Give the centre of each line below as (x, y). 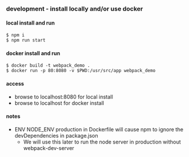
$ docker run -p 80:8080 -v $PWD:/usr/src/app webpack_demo (81, 71)
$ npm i (16, 35)
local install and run (30, 23)
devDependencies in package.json (56, 135)
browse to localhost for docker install (59, 103)
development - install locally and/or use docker (75, 9)
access (15, 83)
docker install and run (33, 53)
